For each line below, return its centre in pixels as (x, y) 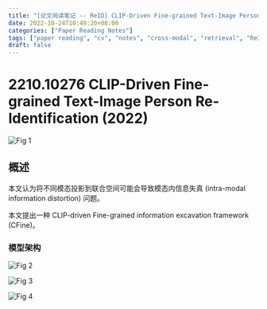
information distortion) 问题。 (56, 198)
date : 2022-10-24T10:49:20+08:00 (64, 23)
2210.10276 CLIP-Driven (89, 85)
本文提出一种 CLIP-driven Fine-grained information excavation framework (128, 215)
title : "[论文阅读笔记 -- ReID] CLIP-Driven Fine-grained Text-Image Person (135, 16)
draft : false (30, 45)
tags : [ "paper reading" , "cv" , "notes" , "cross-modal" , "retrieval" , (126, 38)
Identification (54, 118)
